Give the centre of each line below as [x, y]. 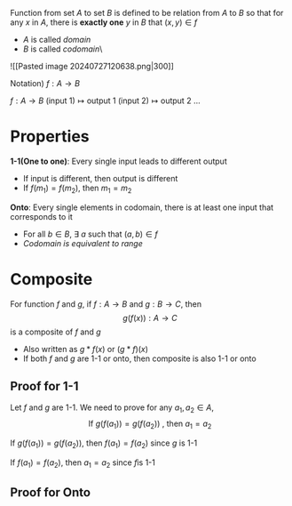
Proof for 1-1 [44, 386]
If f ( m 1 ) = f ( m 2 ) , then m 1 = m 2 [77, 189]
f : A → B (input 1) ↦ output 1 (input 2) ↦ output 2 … [105, 100]
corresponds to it [42, 216]
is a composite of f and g [55, 332]
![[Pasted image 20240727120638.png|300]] [92, 66]
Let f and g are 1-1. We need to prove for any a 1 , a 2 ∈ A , [112, 409]
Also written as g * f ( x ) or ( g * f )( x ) [86, 349]
